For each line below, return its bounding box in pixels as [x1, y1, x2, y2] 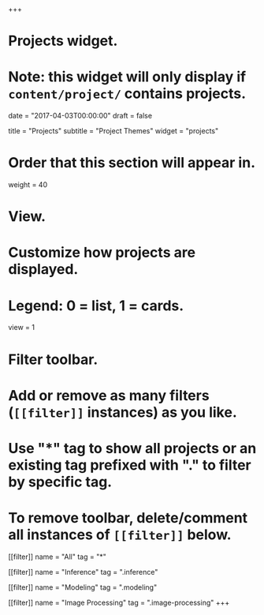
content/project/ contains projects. [8, 84, 247, 103]
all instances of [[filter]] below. [8, 526, 232, 544]
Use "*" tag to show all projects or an [8, 439, 257, 457]
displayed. [8, 261, 79, 279]
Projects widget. [8, 32, 118, 50]
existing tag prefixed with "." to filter [8, 456, 252, 474]
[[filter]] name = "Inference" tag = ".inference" [8, 567, 158, 576]
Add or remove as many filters [8, 386, 210, 404]
